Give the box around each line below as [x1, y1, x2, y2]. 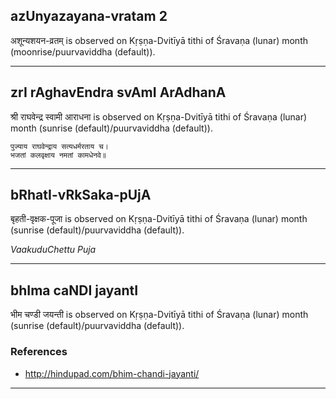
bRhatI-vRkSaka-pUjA [10, 187, 152, 204]
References [10, 345, 68, 359]
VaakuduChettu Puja [10, 244, 97, 256]
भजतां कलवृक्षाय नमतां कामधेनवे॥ [10, 150, 107, 160]
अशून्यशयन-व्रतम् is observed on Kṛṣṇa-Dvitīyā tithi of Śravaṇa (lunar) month [10, 34, 308, 46]
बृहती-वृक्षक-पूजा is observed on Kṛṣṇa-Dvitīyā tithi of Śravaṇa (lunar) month [10, 213, 308, 225]
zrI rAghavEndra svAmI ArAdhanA [10, 84, 227, 101]
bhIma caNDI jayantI [10, 282, 139, 299]
